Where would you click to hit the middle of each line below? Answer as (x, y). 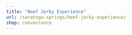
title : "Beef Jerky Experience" (46, 12)
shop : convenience (29, 23)
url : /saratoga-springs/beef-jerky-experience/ (66, 17)
